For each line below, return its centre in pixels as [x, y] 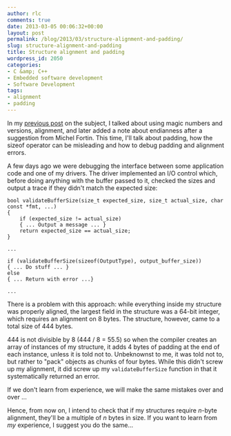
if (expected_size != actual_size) [71, 218]
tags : [15, 91]
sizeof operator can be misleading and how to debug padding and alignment [116, 145]
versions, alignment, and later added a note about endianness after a [105, 130]
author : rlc [24, 13]
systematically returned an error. [53, 376]
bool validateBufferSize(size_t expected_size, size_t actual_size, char [115, 200]
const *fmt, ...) [32, 207]
